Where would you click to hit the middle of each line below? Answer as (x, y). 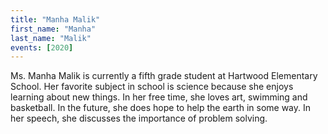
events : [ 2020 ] (42, 47)
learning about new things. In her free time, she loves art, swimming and (159, 97)
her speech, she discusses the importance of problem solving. (139, 118)
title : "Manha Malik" (55, 19)
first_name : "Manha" (53, 29)
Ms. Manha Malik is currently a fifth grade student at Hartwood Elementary (164, 76)
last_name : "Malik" (51, 38)
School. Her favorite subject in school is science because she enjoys (152, 87)
